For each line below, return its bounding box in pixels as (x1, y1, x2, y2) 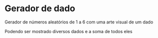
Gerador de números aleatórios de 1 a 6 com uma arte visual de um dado (4, 19, 154, 25)
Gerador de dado (4, 3, 75, 14)
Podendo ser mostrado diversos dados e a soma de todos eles (4, 28, 133, 34)
